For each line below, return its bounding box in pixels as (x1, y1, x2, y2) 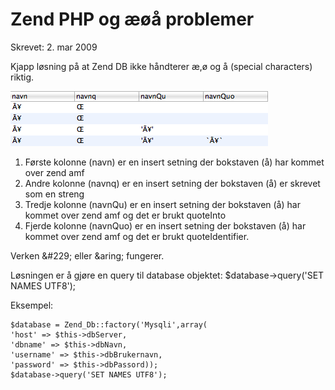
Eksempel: (10, 299, 54, 311)
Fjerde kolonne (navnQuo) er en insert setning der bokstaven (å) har (24, 219, 307, 232)
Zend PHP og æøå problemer (10, 8, 255, 31)
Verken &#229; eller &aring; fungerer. (10, 249, 165, 262)
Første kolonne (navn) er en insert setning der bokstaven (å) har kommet (24, 156, 325, 168)
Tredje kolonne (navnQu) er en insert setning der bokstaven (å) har (24, 198, 301, 210)
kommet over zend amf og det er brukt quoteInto (24, 209, 227, 221)
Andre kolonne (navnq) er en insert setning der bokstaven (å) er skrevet (24, 177, 321, 189)
